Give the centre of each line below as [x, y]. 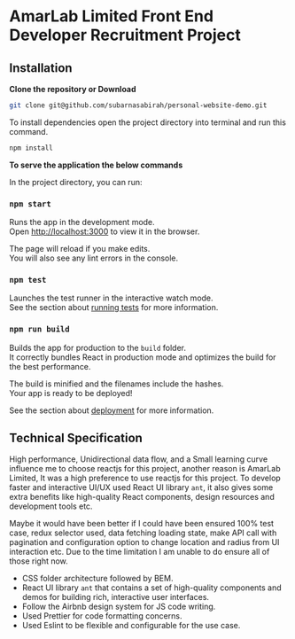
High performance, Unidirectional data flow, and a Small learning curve [139, 459]
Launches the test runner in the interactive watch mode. [112, 298]
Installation [41, 68]
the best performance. [50, 366]
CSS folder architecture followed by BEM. [97, 579]
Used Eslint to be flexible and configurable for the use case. [131, 626]
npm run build [39, 329]
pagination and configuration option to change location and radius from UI [144, 542]
